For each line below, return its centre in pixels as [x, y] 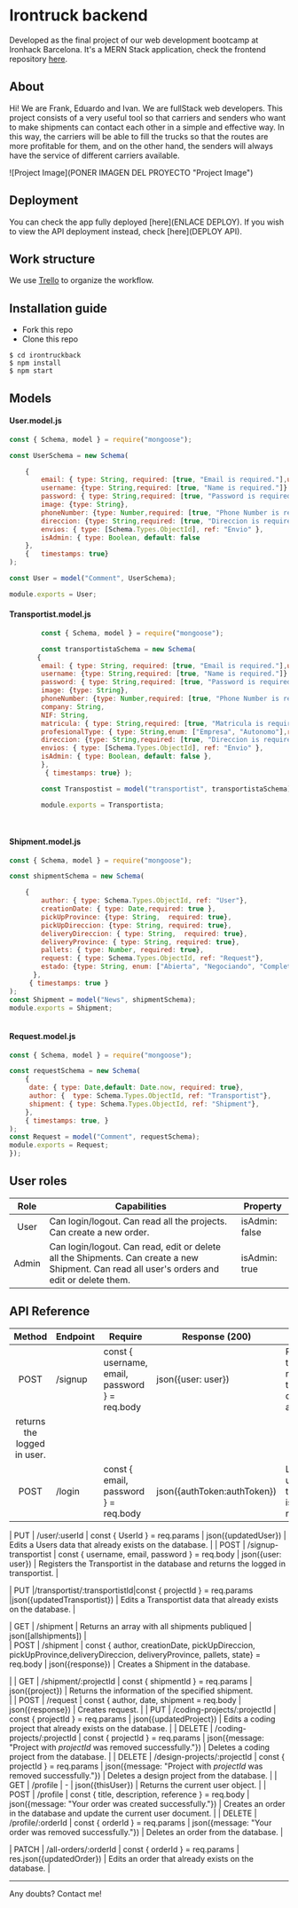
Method [31, 1336]
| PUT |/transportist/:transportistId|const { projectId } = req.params [131, 1590]
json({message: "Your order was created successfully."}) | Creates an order [147, 1803]
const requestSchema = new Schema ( [75, 1071]
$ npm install [35, 363]
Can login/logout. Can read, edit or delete [135, 1246]
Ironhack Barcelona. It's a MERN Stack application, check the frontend [137, 49]
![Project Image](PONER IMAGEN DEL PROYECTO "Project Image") [131, 172]
